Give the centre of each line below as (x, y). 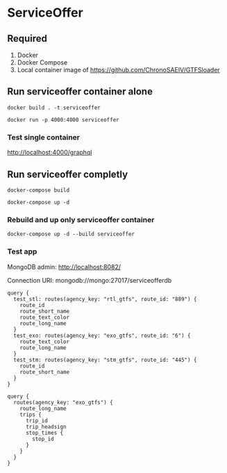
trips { (31, 415)
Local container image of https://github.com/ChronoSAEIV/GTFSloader (118, 70)
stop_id (43, 439)
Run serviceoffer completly (68, 174)
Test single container (44, 137)
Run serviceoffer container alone (80, 92)
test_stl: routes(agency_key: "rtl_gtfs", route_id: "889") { (105, 299)
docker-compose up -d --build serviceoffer (71, 234)
